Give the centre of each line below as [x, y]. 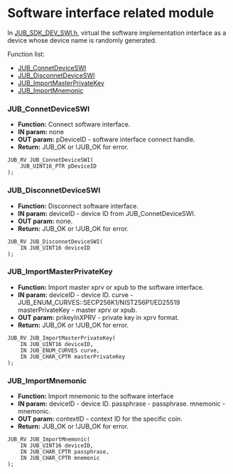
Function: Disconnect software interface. [78, 206]
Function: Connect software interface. [74, 124]
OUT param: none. [45, 221]
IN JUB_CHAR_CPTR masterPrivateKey [73, 357]
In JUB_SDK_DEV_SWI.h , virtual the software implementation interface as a [117, 33]
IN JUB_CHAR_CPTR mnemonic [60, 458]
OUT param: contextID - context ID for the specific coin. [100, 419]
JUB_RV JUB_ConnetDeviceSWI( [50, 160]
